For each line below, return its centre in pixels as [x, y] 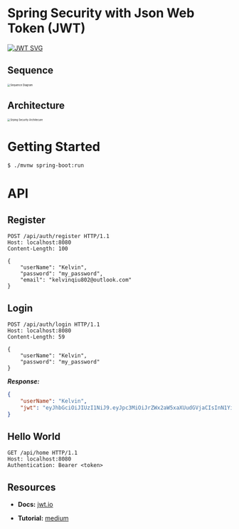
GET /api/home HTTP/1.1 [43, 453]
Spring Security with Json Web [101, 13]
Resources [32, 487]
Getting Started [54, 147]
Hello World [34, 436]
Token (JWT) [47, 28]
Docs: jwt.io [35, 505]
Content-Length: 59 [36, 337]
